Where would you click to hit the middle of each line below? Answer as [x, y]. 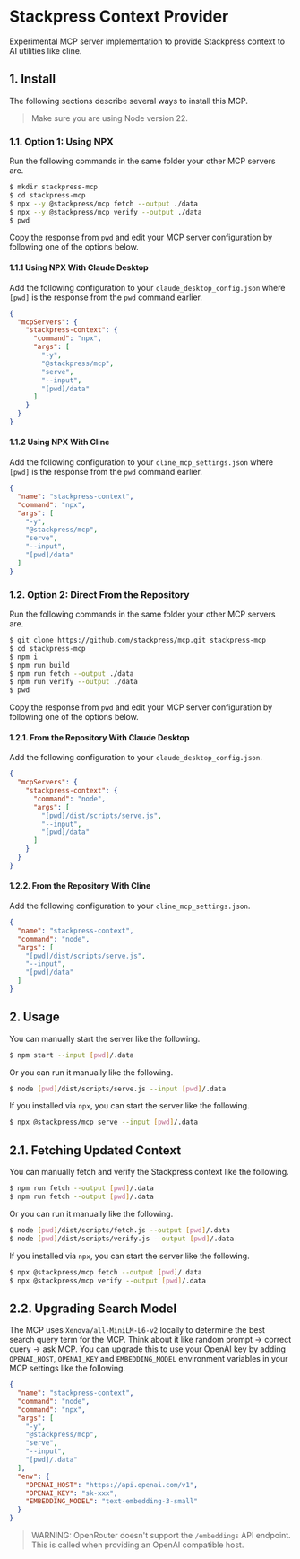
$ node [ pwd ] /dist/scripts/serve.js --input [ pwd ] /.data [118, 1089]
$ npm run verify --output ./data [74, 682]
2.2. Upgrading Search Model [93, 1308]
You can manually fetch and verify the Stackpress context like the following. [149, 1172]
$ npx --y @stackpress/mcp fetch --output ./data [104, 204]
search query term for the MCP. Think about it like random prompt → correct [150, 1340]
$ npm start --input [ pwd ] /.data [72, 1055]
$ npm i [24, 657]
